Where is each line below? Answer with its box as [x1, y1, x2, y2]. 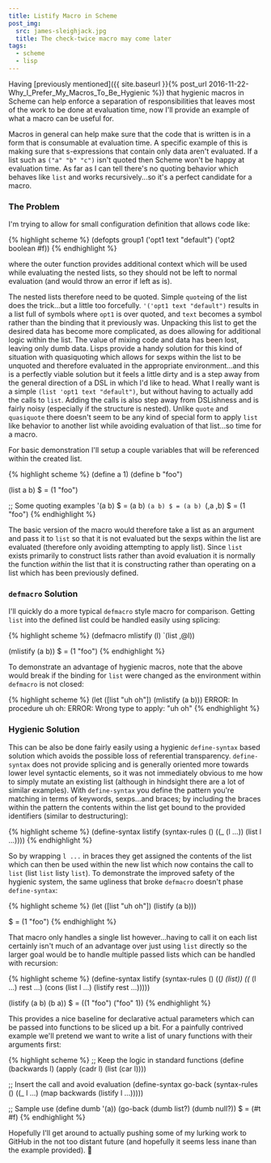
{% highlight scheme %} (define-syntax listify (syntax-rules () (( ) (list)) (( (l [8, 974, 256, 983]
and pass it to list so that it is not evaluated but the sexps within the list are [8, 534, 261, 543]
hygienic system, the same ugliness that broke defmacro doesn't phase [8, 877, 243, 886]
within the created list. [8, 454, 83, 463]
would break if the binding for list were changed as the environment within [8, 670, 261, 680]
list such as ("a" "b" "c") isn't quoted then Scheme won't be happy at [8, 154, 245, 164]
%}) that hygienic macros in [151, 87, 244, 97]
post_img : [8, 19, 42, 27]
